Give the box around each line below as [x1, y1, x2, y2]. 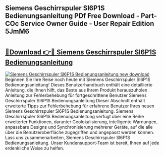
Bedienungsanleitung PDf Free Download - [5, 12, 140, 20]
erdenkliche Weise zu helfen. [5, 145, 64, 151]
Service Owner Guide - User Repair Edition [20, 19, 155, 28]
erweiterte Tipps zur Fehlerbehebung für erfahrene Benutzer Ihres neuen [5, 103, 155, 109]
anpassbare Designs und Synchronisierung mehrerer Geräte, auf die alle [5, 124, 153, 130]
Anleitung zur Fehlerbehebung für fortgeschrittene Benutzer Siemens [5, 92, 147, 98]
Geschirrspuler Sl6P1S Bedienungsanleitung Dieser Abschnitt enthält [5, 98, 145, 103]
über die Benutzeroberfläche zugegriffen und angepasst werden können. [5, 129, 155, 135]
